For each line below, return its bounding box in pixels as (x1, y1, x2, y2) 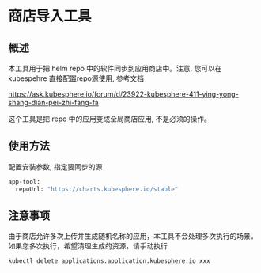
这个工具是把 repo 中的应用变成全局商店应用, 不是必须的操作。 (8, 114, 212, 123)
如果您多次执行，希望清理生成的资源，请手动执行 (8, 241, 168, 251)
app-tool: (8, 177, 41, 186)
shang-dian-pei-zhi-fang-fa (8, 98, 99, 107)
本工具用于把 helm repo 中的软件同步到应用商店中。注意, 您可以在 (8, 64, 223, 73)
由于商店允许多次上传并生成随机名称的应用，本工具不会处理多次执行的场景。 (8, 231, 258, 241)
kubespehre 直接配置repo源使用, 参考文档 (8, 74, 145, 83)
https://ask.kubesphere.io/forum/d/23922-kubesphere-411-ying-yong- (8, 89, 239, 99)
